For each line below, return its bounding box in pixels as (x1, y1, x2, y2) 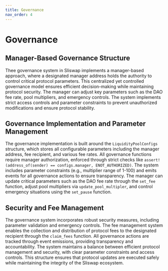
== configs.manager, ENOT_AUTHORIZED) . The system (50, 162, 159, 168)
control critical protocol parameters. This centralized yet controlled (5, 78, 144, 84)
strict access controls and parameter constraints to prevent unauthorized (5, 99, 157, 105)
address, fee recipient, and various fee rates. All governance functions (5, 151, 152, 157)
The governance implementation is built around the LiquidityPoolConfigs (5, 141, 158, 147)
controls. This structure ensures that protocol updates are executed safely (5, 254, 159, 260)
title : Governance (5, 7, 44, 13)
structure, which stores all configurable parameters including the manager (5, 146, 160, 152)
